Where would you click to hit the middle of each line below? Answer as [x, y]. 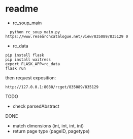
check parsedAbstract [36, 106]
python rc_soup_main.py [35, 32]
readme [22, 9]
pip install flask [25, 55]
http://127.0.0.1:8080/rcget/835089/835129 [52, 87]
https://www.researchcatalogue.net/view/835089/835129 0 [67, 36]
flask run [16, 68]
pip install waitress [28, 59]
